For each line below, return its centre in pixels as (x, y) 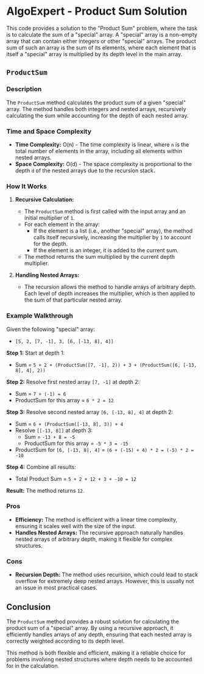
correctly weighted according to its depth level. (65, 641)
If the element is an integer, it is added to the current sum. (106, 250)
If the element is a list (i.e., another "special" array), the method (113, 231)
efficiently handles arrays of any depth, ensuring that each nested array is (99, 634)
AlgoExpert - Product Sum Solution (97, 11)
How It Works (27, 186)
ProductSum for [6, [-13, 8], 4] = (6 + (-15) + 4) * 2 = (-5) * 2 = (104, 449)
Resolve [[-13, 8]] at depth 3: (54, 430)
